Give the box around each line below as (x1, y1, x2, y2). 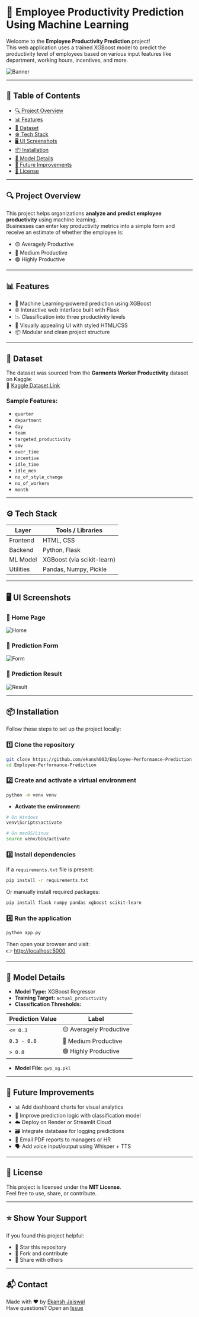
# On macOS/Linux (6, 830, 49, 836)
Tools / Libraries (56, 526, 102, 535)
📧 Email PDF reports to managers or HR (14, 1136, 111, 1143)
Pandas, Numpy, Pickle (42, 565, 107, 573)
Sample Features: (6, 397, 58, 405)
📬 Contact (6, 1279, 48, 1290)
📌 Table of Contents (6, 91, 81, 101)
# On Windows (6, 814, 38, 820)
